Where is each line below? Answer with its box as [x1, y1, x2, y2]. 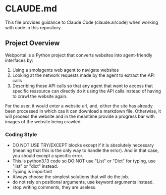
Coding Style [5, 131, 37, 138]
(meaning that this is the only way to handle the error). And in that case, [12, 147, 159, 153]
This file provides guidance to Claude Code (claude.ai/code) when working [5, 19, 159, 25]
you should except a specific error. [12, 153, 84, 159]
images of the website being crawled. [5, 118, 82, 124]
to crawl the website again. [12, 93, 68, 99]
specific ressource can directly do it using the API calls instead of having [12, 88, 161, 94]
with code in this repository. [5, 24, 62, 30]
